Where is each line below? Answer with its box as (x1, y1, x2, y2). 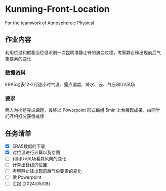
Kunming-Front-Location (5, 3, 110, 15)
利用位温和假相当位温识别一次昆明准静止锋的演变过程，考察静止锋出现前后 (5, 49, 157, 55)
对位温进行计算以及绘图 (12, 149, 60, 155)
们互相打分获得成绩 (5, 113, 44, 119)
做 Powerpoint (12, 174, 41, 180)
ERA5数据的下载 (12, 143, 45, 149)
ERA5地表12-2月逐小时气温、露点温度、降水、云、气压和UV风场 (5, 82, 135, 88)
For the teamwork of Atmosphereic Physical (5, 20, 94, 26)
